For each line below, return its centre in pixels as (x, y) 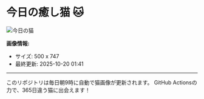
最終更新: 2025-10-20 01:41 (49, 64)
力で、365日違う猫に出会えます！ (49, 90)
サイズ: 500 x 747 (37, 56)
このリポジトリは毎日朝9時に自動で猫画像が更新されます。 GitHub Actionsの (102, 82)
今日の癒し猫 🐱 (45, 12)
